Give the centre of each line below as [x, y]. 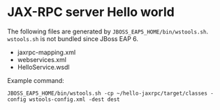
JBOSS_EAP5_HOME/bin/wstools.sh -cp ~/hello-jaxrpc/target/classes [108, 93]
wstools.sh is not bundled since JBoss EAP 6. [73, 38]
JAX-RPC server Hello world [91, 12]
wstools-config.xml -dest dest [74, 99]
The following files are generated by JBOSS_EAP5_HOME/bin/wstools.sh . [108, 31]
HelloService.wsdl [43, 67]
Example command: [36, 80]
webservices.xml [42, 59]
